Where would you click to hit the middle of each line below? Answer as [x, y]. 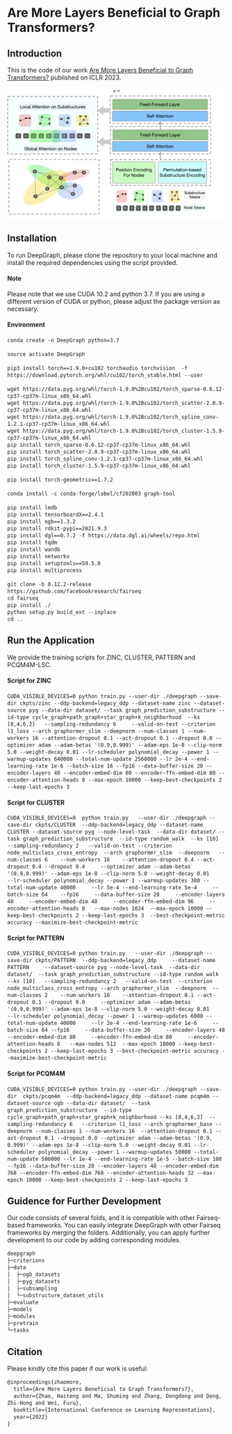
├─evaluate [23, 1303]
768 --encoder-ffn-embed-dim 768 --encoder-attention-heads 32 [101, 1173]
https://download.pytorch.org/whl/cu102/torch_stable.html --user [105, 375]
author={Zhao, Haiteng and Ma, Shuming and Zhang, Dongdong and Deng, [118, 1396]
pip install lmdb [32, 508]
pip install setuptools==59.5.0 [54, 563]
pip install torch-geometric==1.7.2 [60, 480]
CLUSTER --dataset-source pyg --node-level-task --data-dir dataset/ [111, 832]
